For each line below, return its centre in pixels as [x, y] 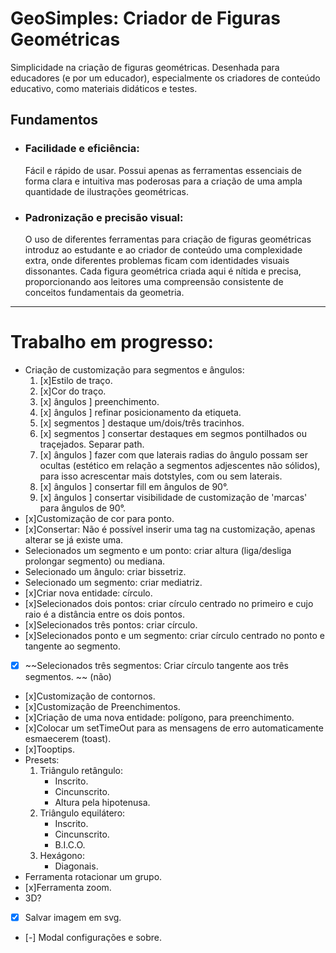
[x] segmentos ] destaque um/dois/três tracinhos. [142, 423]
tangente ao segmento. [73, 646]
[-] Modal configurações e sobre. [93, 937]
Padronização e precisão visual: [104, 217]
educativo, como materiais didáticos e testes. [104, 88]
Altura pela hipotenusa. [102, 802]
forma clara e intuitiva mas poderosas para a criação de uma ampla [163, 181]
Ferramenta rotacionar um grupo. [93, 876]
